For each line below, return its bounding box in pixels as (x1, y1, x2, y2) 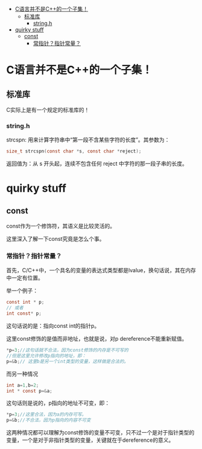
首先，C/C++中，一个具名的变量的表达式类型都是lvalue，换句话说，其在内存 (6, 267, 196, 274)
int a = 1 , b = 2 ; (6, 382, 39, 388)
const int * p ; (6, 299, 45, 306)
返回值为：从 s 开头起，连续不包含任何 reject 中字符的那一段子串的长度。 (6, 160, 188, 168)
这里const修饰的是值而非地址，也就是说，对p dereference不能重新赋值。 (6, 335, 188, 342)
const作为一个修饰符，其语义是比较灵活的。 (6, 223, 116, 230)
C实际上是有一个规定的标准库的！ (6, 107, 90, 113)
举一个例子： (6, 287, 38, 295)
